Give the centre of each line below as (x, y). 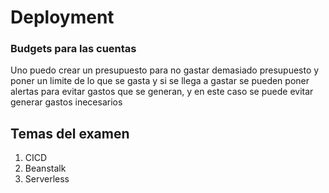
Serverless (47, 179)
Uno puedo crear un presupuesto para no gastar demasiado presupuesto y (165, 70)
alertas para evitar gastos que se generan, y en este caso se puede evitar (162, 92)
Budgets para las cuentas (73, 49)
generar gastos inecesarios (66, 102)
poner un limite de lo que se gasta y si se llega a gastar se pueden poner (160, 81)
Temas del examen (70, 133)
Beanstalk (45, 168)
